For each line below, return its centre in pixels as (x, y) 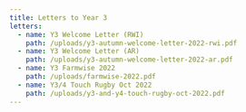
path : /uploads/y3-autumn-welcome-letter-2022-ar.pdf (129, 60)
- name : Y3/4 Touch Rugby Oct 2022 (85, 85)
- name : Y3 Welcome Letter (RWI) (81, 34)
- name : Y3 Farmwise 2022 (67, 69)
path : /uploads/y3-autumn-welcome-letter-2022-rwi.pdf (132, 43)
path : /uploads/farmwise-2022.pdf (91, 77)
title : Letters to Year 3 (58, 18)
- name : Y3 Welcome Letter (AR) (79, 51)
